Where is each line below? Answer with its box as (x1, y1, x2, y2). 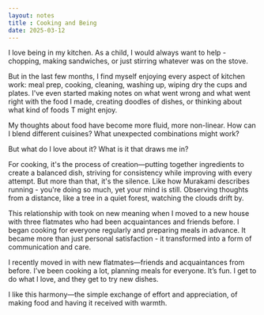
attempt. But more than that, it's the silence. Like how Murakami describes (8, 176, 251, 186)
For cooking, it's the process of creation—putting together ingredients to (8, 160, 245, 169)
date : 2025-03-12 (8, 26, 66, 34)
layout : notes (8, 11, 55, 20)
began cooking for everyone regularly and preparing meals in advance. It (8, 226, 247, 235)
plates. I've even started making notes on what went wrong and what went (8, 89, 251, 98)
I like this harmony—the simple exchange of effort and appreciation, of (8, 290, 238, 299)
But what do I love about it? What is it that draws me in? (8, 144, 189, 154)
